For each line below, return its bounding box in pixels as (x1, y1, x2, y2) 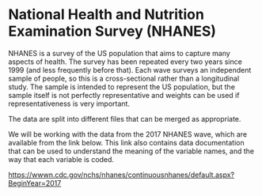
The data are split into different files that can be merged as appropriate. (8, 114, 241, 123)
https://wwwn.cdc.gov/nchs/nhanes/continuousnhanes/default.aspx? (8, 170, 235, 179)
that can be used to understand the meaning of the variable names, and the (8, 146, 255, 156)
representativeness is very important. (8, 99, 131, 108)
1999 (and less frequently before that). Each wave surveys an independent (8, 65, 252, 74)
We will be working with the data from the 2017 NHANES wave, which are (8, 129, 248, 139)
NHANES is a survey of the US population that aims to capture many (8, 48, 231, 58)
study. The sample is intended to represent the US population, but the (8, 81, 236, 92)
